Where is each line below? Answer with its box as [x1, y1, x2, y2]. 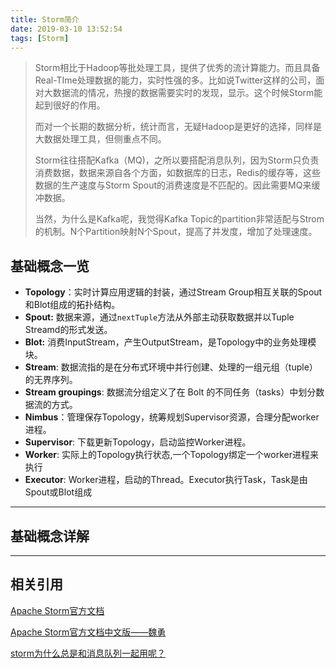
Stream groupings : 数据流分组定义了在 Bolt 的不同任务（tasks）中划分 [24, 386, 317, 398]
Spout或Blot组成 [24, 486, 93, 498]
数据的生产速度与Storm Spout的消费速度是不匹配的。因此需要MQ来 [34, 179, 312, 191]
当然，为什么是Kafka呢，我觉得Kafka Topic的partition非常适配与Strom [34, 213, 325, 225]
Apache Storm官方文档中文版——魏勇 [10, 626, 167, 638]
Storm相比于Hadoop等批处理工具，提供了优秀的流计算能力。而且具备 [34, 62, 321, 74]
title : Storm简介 [10, 14, 80, 25]
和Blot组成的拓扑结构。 [24, 299, 121, 311]
